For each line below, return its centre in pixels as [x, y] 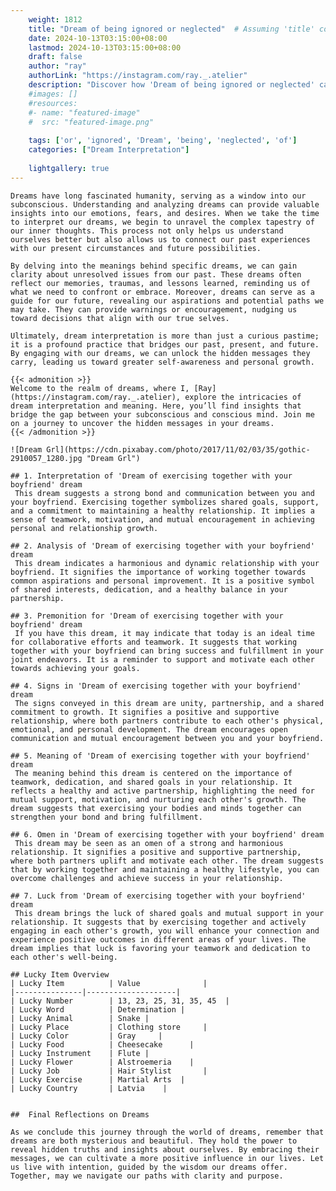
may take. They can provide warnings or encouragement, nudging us [154, 309]
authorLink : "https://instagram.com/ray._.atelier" [138, 76]
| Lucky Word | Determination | [98, 1009]
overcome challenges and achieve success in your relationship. [147, 878]
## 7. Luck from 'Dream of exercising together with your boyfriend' [158, 896]
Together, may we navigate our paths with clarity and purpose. [147, 1176]
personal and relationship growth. [84, 528]
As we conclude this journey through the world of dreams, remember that [167, 1132]
